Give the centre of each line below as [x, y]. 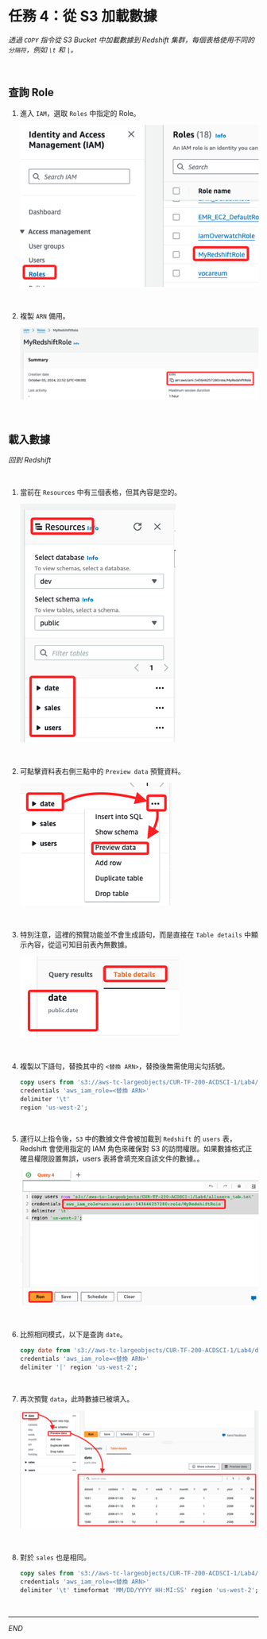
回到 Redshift [30, 460]
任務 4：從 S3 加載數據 [83, 16]
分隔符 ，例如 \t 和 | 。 [43, 49]
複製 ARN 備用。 [44, 316]
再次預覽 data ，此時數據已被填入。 [77, 1398]
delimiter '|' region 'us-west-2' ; [79, 1367]
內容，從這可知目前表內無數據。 [79, 944]
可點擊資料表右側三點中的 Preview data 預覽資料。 [102, 771]
